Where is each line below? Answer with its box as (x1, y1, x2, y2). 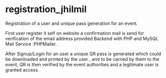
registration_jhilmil (5, 4, 87, 15)
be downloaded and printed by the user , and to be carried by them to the (5, 56, 159, 62)
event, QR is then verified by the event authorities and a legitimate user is (5, 61, 159, 67)
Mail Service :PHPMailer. (5, 41, 57, 47)
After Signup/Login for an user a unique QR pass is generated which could (5, 51, 161, 57)
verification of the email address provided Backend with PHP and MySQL (5, 35, 159, 42)
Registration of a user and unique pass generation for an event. (5, 20, 138, 26)
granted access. (5, 67, 39, 73)
